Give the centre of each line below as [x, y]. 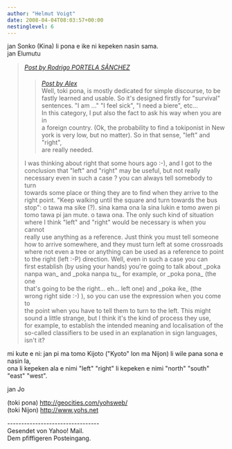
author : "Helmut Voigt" [42, 14]
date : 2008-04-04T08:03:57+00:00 [55, 20]
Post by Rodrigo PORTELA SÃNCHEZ [77, 67]
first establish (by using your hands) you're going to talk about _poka [122, 266]
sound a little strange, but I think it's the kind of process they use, [117, 318]
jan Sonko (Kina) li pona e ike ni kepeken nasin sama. [83, 46]
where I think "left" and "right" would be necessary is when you [115, 222]
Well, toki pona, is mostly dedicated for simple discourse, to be [131, 91]
